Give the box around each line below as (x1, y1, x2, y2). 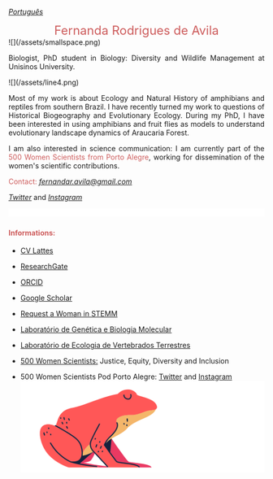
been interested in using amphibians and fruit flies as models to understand (8, 120, 265, 128)
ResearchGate (19, 262, 68, 272)
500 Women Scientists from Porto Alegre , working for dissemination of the (8, 152, 265, 162)
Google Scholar (19, 293, 73, 303)
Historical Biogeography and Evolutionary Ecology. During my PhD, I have (8, 111, 265, 120)
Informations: (8, 228, 55, 237)
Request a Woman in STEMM (19, 309, 118, 319)
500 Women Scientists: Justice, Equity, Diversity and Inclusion (19, 356, 230, 366)
